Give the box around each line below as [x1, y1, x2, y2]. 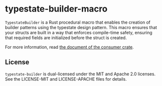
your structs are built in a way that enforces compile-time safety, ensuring [5, 29, 152, 35]
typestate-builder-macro [5, 3, 108, 14]
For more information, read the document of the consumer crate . [5, 44, 134, 50]
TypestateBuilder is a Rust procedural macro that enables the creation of [5, 19, 151, 25]
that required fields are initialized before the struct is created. [5, 35, 127, 41]
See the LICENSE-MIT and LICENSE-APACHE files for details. [5, 76, 127, 82]
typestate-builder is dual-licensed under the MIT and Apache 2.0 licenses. [5, 71, 156, 77]
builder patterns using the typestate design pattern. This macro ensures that [5, 24, 157, 30]
